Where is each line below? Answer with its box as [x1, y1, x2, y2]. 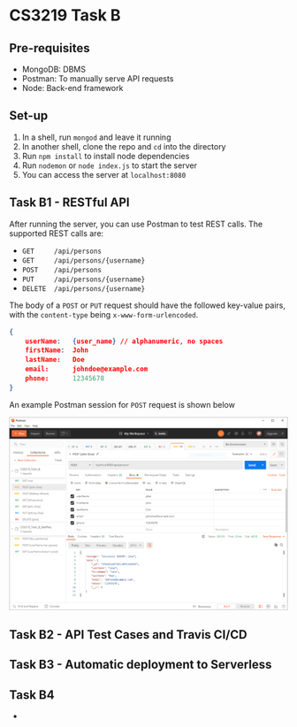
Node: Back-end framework [21, 83, 124, 93]
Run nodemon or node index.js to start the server [21, 160, 197, 171]
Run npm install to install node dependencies [21, 150, 190, 161]
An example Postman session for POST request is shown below [9, 399, 236, 409]
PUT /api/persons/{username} [21, 275, 146, 284]
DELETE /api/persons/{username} [21, 284, 146, 293]
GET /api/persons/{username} [21, 256, 146, 265]
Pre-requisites [9, 41, 90, 56]
